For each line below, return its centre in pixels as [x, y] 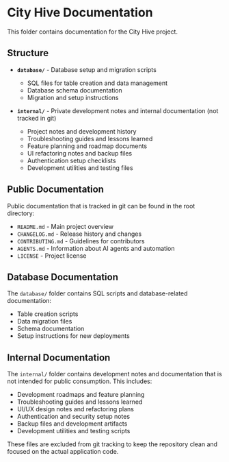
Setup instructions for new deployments [73, 336]
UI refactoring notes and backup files [79, 153]
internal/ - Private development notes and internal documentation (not [118, 110]
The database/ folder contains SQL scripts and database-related [97, 293]
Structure [28, 53]
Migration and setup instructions [73, 97]
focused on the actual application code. [63, 452]
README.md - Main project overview [65, 226]
